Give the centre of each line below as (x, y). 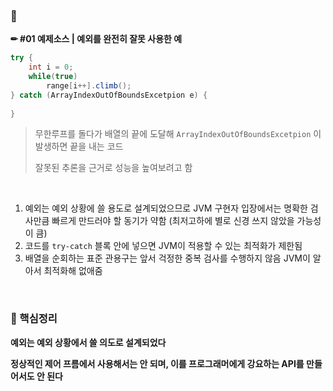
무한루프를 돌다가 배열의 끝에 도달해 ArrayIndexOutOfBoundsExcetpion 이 (178, 134)
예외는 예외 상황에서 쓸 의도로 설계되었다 (88, 342)
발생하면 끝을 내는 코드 (79, 146)
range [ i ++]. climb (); (89, 85)
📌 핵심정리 (34, 319)
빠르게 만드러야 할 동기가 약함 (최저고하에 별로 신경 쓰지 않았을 (173, 221)
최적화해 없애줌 (73, 271)
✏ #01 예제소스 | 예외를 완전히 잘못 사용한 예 (96, 39)
